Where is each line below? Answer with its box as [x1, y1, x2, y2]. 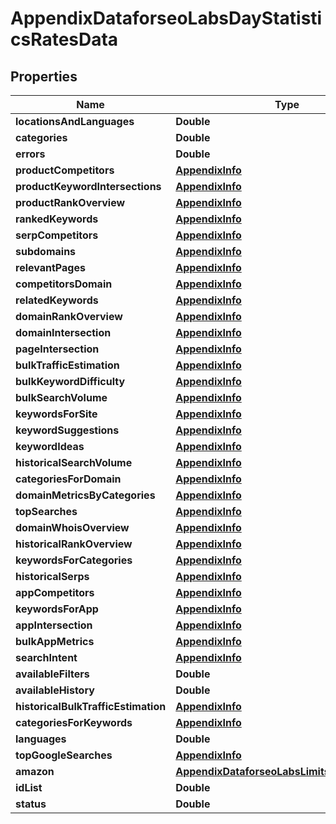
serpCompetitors [15, 228, 99, 242]
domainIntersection [15, 326, 112, 339]
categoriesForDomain [15, 472, 122, 486]
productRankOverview [15, 196, 126, 209]
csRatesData [10, 28, 119, 51]
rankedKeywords [15, 212, 99, 226]
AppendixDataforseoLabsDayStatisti [10, 7, 323, 30]
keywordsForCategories [15, 553, 133, 567]
